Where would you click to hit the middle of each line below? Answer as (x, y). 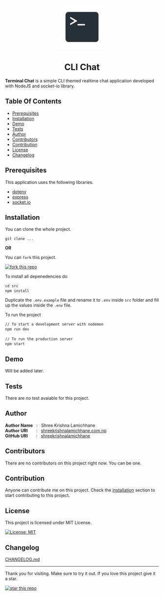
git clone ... (20, 239)
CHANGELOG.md (22, 559)
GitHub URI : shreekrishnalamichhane (48, 436)
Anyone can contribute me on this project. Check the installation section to (80, 490)
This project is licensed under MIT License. (48, 523)
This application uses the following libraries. (49, 182)
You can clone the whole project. (38, 229)
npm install (17, 291)
